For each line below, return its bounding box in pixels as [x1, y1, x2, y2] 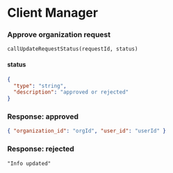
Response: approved [7, 112, 79, 121]
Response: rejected [7, 144, 74, 154]
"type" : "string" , [13, 82, 67, 89]
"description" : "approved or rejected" [13, 89, 129, 96]
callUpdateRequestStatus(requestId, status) [7, 45, 138, 53]
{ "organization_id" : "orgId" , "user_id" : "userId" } [7, 128, 167, 135]
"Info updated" [7, 160, 51, 167]
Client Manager [7, 5, 99, 21]
